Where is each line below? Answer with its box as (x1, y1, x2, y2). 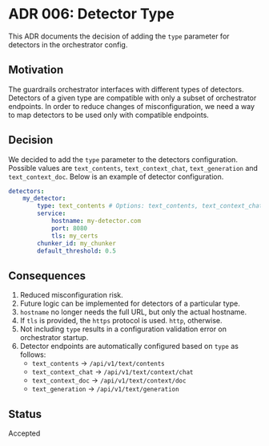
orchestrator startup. (19, 333, 89, 343)
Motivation (8, 63, 64, 77)
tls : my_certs (50, 232, 98, 240)
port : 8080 (50, 224, 88, 233)
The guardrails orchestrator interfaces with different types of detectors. (8, 84, 244, 94)
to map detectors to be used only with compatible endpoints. (8, 110, 210, 120)
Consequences (8, 269, 86, 282)
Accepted (8, 428, 41, 438)
